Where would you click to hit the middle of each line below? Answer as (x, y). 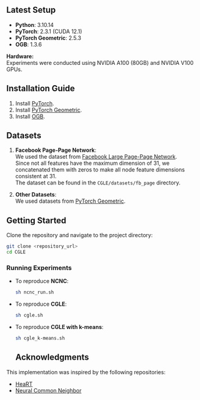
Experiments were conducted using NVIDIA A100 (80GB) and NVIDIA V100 (100, 62)
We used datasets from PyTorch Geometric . (70, 201)
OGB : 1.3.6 (28, 44)
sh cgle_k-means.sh (40, 338)
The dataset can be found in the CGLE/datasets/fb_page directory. (98, 183)
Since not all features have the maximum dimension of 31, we (92, 163)
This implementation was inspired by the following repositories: (86, 372)
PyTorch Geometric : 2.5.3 (48, 38)
